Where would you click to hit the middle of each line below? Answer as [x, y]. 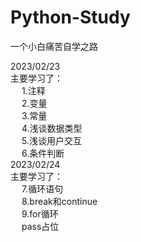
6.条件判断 [43, 153]
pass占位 [40, 226]
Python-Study [70, 17]
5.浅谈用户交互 [51, 140]
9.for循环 [40, 213]
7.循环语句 [42, 188]
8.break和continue [59, 201]
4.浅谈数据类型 [52, 128]
